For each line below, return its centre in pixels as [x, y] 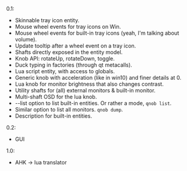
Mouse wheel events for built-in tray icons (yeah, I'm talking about [97, 33]
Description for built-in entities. [53, 116]
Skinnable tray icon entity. [47, 20]
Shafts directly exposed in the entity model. [69, 52]
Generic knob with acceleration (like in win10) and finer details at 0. [98, 78]
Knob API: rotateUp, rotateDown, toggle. [65, 58]
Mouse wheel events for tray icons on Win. [68, 27]
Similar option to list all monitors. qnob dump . [69, 109]
